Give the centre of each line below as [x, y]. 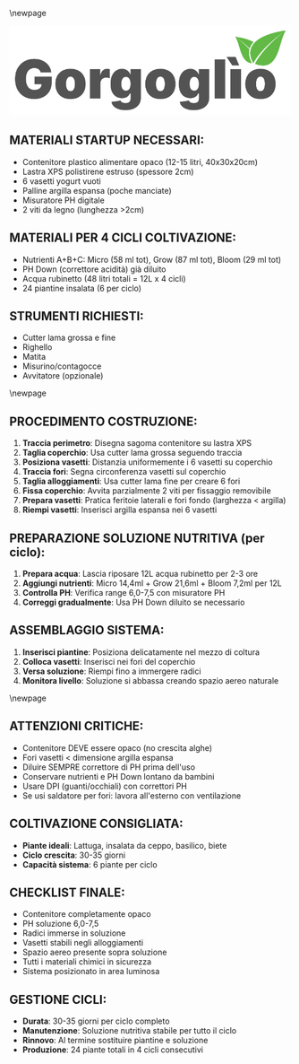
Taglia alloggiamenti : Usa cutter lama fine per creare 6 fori [131, 481]
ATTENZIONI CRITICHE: [77, 726]
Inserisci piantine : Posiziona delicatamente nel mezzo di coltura [141, 652]
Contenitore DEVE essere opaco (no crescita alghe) [117, 747]
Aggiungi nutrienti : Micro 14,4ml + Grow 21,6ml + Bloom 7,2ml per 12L [152, 583]
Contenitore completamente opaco [86, 914]
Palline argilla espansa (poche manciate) [97, 190]
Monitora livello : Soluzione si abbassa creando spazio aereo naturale [150, 680]
